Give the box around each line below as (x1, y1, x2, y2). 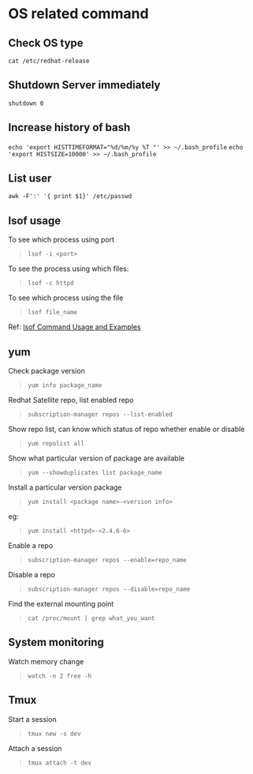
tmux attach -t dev (27, 759, 92, 767)
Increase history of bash (8, 121, 131, 134)
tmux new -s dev (27, 730, 81, 738)
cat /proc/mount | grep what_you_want (27, 614, 155, 622)
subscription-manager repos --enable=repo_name (27, 556, 187, 565)
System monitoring (8, 636, 105, 649)
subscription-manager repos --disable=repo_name (27, 585, 191, 593)
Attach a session (8, 743, 62, 753)
